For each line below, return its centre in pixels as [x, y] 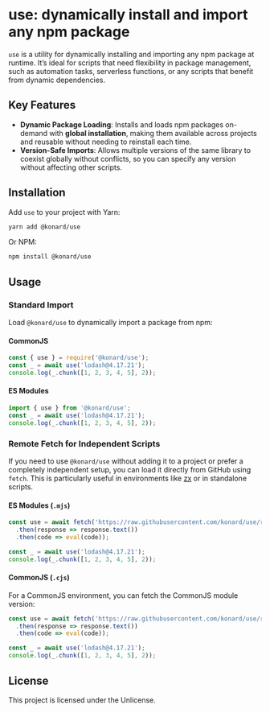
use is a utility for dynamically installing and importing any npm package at [131, 54]
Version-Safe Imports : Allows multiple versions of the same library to [135, 150]
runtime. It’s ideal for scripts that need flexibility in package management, [130, 63]
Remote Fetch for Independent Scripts [84, 443]
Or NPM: [23, 242]
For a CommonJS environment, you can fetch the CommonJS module [123, 595]
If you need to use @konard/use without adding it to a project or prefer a [126, 461]
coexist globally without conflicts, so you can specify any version [128, 159]
